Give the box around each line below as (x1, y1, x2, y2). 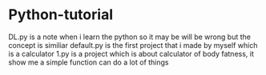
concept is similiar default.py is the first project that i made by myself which (8, 40, 258, 49)
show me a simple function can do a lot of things (8, 57, 169, 67)
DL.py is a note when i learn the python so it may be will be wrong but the (8, 32, 251, 41)
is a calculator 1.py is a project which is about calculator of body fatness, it (8, 49, 255, 58)
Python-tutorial (8, 6, 114, 24)
